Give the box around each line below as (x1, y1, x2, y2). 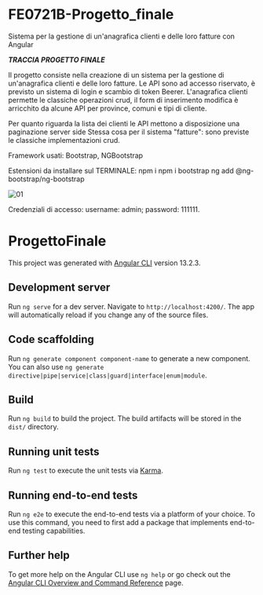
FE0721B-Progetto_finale (8, 5, 174, 24)
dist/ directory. (8, 422, 59, 432)
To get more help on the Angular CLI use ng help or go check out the (8, 569, 231, 579)
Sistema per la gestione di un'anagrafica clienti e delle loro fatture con (8, 31, 236, 41)
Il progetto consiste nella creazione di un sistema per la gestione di (8, 70, 225, 79)
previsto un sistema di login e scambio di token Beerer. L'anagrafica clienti (8, 86, 248, 96)
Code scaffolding (8, 333, 94, 346)
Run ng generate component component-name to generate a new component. (8, 353, 251, 363)
